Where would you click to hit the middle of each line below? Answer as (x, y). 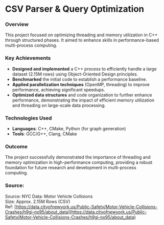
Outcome (16, 147)
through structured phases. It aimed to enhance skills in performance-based (82, 40)
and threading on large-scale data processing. (59, 105)
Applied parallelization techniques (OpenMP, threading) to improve (81, 84)
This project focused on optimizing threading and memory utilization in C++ (82, 35)
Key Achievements (28, 58)
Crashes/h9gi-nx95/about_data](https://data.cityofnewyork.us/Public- (76, 212)
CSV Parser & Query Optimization (75, 9)
